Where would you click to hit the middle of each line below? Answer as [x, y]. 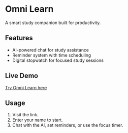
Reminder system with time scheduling [51, 55]
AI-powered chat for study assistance [50, 50]
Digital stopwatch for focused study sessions [58, 60]
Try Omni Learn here [26, 87]
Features [19, 38]
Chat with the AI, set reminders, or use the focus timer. [68, 125]
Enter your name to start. [37, 120]
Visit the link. [25, 115]
